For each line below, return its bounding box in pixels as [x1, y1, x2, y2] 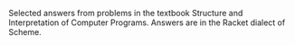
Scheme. [8, 27, 42, 37]
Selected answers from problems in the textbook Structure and [8, 8, 243, 18]
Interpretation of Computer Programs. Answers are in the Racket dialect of [8, 17, 286, 28]
